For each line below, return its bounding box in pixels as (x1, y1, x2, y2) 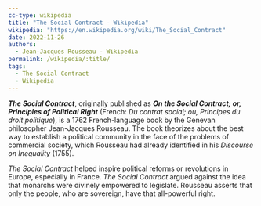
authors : (8, 41, 37, 49)
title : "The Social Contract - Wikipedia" (8, 19, 149, 27)
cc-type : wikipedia (8, 11, 72, 20)
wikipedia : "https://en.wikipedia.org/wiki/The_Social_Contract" (8, 26, 226, 34)
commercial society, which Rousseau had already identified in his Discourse (8, 140, 254, 150)
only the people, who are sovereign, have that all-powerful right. (8, 189, 216, 198)
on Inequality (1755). (8, 148, 74, 157)
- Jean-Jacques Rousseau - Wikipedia (15, 48, 139, 56)
